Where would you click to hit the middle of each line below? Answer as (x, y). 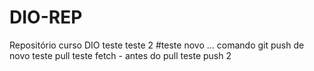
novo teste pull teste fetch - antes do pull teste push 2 (120, 55)
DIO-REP (46, 17)
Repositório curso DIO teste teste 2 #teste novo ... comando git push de (157, 45)
